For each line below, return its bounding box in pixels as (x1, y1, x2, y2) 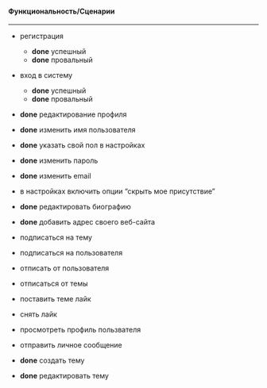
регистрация (19, 32, 64, 41)
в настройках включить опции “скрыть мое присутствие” (19, 186, 216, 196)
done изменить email (19, 171, 91, 181)
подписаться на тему (19, 232, 93, 242)
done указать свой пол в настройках (19, 140, 145, 150)
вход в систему (19, 71, 73, 80)
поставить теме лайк (19, 294, 91, 304)
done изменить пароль (19, 156, 99, 166)
